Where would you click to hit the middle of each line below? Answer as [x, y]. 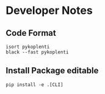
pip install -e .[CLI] [34, 85]
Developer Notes [49, 11]
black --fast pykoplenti [37, 52]
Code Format [31, 33]
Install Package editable [52, 71]
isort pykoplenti [28, 47]
